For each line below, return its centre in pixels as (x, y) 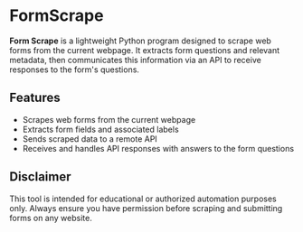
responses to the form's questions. (75, 70)
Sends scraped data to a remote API (90, 139)
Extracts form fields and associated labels (100, 129)
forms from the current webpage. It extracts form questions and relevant (145, 50)
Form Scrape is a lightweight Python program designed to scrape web (140, 41)
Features (35, 98)
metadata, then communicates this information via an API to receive (136, 60)
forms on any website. (51, 218)
